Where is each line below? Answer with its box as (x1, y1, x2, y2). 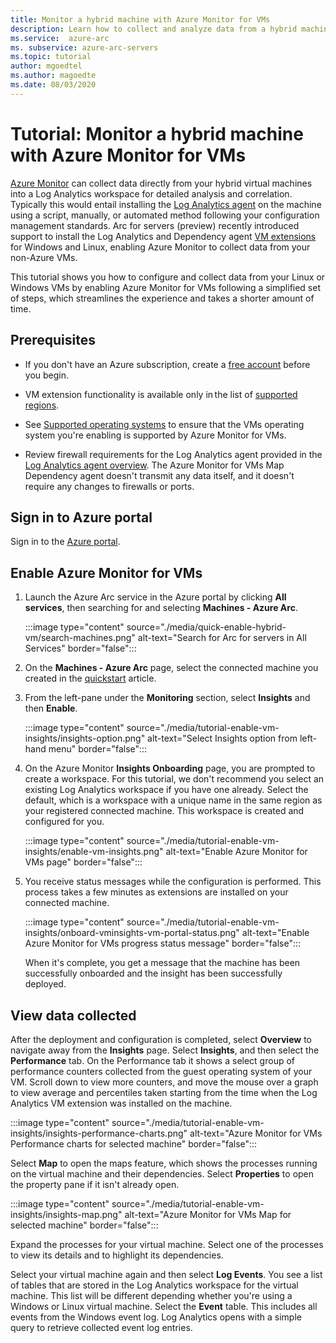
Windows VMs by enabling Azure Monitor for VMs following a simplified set (10, 281, 322, 293)
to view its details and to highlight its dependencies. (10, 1249, 224, 1261)
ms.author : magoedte (10, 71, 97, 81)
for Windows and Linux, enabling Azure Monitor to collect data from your (10, 241, 311, 253)
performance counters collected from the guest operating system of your (10, 1065, 313, 1077)
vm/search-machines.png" (24, 632, 136, 644)
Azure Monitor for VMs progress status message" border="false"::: (24, 937, 301, 950)
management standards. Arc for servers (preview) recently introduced (10, 219, 300, 231)
